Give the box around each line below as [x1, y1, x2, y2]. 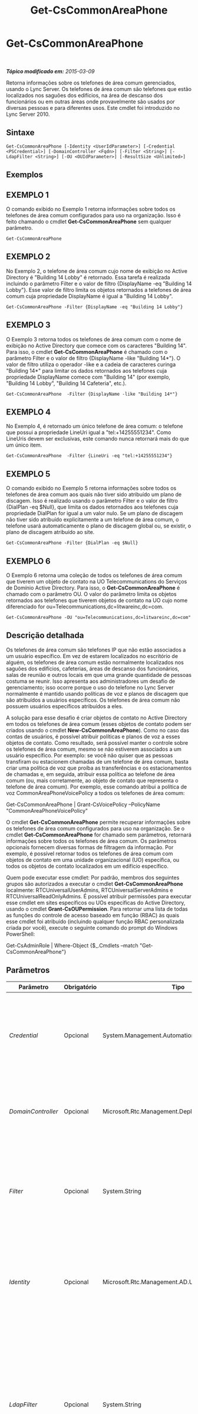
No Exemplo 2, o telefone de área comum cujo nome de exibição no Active [6, 267, 187, 275]
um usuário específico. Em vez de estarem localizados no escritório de [6, 652, 179, 659]
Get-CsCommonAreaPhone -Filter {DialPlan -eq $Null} [6, 540, 138, 546]
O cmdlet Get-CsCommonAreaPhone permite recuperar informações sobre [6, 819, 191, 826]
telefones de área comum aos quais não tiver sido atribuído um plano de [6, 491, 182, 498]
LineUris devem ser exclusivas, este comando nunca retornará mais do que [6, 435, 190, 442]
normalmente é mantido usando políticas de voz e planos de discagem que [6, 690, 189, 697]
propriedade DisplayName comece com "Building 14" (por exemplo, [6, 373, 171, 380]
